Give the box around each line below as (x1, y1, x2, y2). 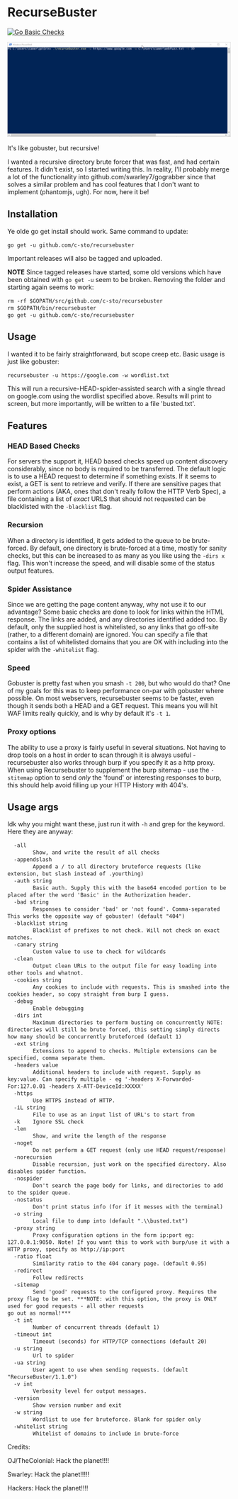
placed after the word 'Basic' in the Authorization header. (7, 892, 192, 899)
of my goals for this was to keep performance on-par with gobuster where (7, 687, 225, 695)
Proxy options (7, 727, 57, 737)
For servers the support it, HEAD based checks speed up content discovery (7, 457, 228, 466)
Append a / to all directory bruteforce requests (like (33, 863, 201, 870)
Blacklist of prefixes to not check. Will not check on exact (33, 927, 220, 934)
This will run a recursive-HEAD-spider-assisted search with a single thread (7, 384, 225, 393)
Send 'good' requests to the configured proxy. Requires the (33, 1289, 217, 1296)
